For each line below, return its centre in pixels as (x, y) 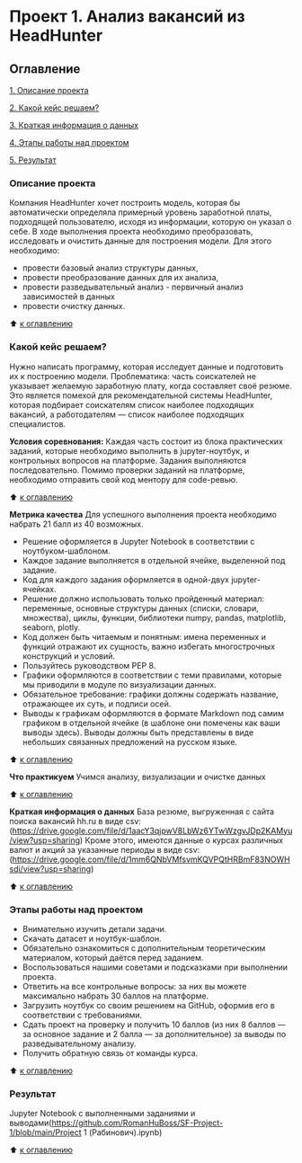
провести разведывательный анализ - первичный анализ (133, 287)
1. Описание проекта (49, 90)
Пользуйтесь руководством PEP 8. (89, 665)
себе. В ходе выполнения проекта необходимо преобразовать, (131, 232)
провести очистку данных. (74, 306)
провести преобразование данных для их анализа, (120, 278)
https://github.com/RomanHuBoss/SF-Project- (138, 1123)
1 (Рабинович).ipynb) (123, 1132)
